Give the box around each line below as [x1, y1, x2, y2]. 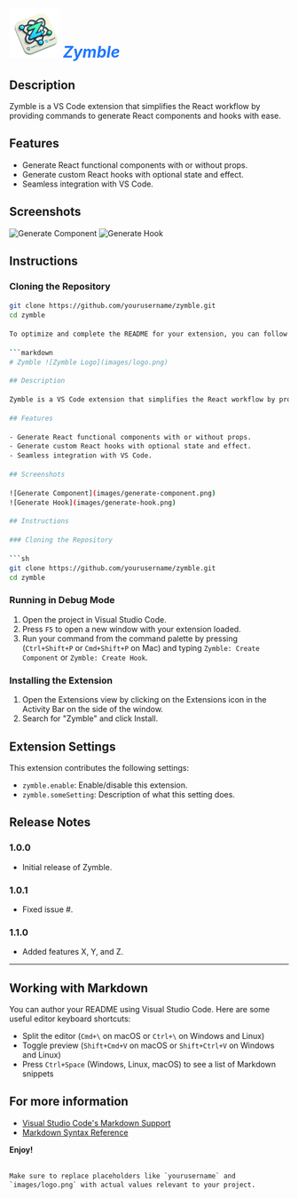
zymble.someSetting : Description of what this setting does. [21, 789, 235, 799]
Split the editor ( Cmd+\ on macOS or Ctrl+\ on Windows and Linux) [21, 1031, 265, 1042]
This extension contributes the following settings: [9, 762, 189, 773]
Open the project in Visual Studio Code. [21, 614, 167, 624]
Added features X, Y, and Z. [21, 947, 124, 957]
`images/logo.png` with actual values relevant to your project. [9, 1180, 255, 1189]
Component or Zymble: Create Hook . [21, 652, 148, 662]
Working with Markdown [9, 980, 149, 996]
